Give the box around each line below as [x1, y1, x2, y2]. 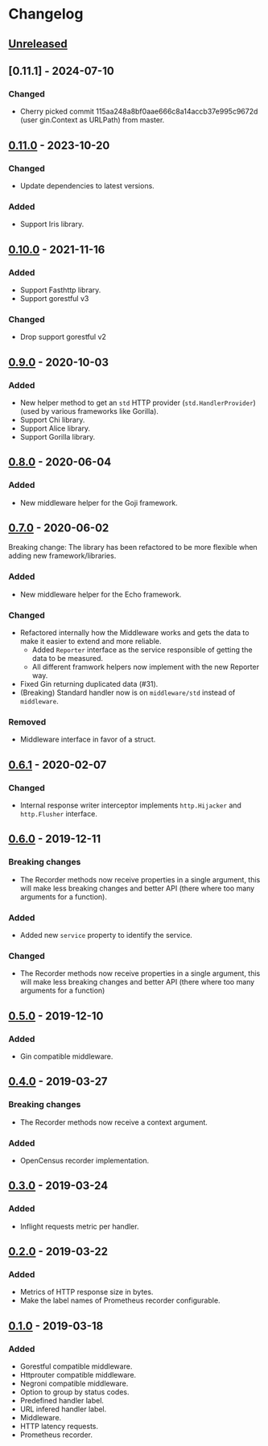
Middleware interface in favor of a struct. [19, 734, 156, 745]
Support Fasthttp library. [19, 285, 101, 295]
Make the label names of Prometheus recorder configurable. [19, 1295, 221, 1305]
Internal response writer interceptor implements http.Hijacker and [19, 800, 241, 810]
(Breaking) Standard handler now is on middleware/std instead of [19, 688, 236, 697]
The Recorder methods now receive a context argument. [19, 1117, 208, 1127]
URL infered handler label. [19, 1404, 107, 1414]
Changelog [8, 5, 84, 23]
